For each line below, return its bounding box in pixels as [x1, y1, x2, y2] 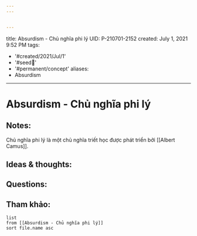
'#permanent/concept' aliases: [14, 65, 89, 72]
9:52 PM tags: [6, 41, 40, 48]
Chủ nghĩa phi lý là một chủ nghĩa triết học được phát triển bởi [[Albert [6, 136, 175, 143]
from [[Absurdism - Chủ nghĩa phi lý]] [6, 220, 104, 226]
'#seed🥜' [14, 59, 37, 66]
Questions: [6, 180, 47, 190]
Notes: [6, 121, 31, 131]
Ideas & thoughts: [6, 160, 72, 170]
